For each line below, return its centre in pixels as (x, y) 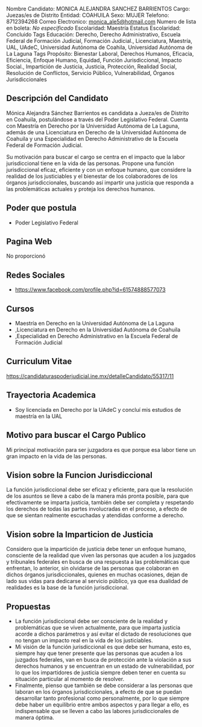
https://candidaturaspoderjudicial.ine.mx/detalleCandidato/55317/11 (90, 376)
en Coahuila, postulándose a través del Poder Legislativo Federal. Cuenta (97, 119)
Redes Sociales (36, 275)
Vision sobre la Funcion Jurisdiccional (79, 475)
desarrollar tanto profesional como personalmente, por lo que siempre (102, 698)
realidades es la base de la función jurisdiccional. (67, 588)
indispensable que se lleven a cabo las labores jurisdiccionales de (97, 711)
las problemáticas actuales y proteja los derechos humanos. (81, 189)
